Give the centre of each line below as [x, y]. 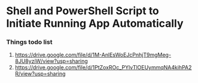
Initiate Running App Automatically [95, 23]
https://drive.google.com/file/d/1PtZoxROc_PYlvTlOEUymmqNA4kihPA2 [103, 68]
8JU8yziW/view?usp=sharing [51, 61]
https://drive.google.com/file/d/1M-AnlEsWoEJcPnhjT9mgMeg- [93, 55]
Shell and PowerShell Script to [83, 11]
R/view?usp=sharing [40, 74]
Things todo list [29, 42]
